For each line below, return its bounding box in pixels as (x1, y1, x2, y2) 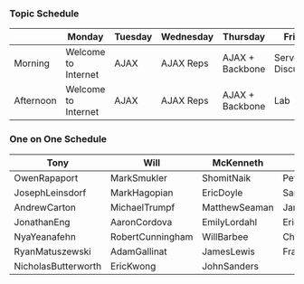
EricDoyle (202, 186, 243, 199)
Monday (67, 31, 104, 43)
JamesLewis (202, 245, 255, 258)
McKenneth (212, 156, 264, 169)
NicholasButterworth (14, 260, 102, 272)
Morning (14, 57, 50, 70)
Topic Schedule (9, 7, 80, 20)
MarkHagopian (109, 186, 174, 199)
